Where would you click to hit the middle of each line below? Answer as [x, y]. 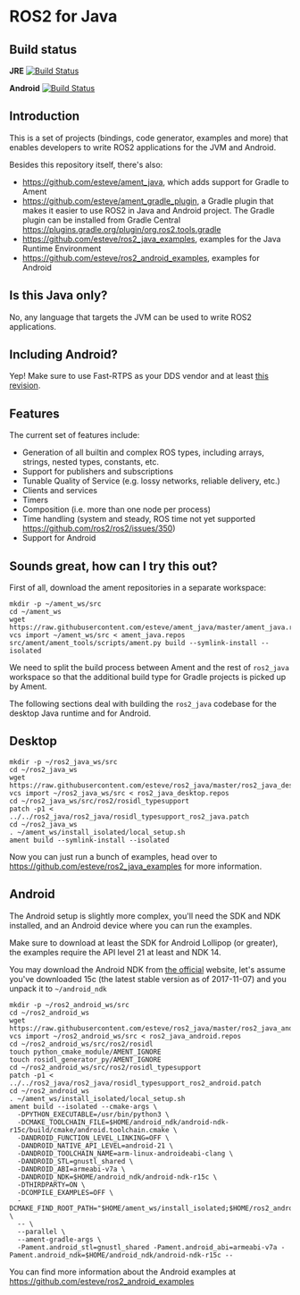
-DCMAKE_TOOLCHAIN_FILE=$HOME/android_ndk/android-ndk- [123, 1122]
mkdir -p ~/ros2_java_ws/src [63, 761]
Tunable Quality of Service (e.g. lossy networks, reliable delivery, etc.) [151, 481]
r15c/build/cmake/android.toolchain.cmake [89, 1130]
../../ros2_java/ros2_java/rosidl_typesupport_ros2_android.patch [135, 1083]
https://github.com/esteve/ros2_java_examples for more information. [136, 866]
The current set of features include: [75, 435]
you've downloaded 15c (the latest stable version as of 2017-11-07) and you [148, 979]
